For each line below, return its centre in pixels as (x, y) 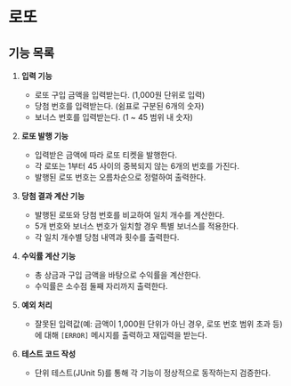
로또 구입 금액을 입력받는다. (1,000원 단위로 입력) (120, 95)
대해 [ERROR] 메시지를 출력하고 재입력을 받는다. (126, 335)
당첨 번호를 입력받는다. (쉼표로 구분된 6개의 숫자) (119, 106)
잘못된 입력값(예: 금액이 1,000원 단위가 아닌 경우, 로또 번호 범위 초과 (152, 324)
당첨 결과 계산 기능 (53, 196)
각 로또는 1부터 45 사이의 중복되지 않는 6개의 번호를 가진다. (137, 166)
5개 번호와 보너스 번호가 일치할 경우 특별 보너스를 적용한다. (137, 226)
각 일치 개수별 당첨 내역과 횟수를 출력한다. (107, 237)
